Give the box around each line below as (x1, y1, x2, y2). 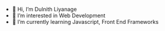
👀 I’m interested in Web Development (12, 12, 106, 19)
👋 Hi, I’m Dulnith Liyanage (12, 6, 78, 13)
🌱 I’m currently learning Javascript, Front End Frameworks (12, 18, 159, 25)
